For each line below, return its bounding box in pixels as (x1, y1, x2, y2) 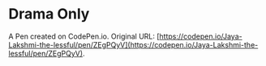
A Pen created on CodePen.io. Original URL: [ (8, 31, 160, 41)
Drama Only (8, 5, 90, 23)
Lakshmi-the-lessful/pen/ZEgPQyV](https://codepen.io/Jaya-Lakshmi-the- (8, 39, 259, 49)
